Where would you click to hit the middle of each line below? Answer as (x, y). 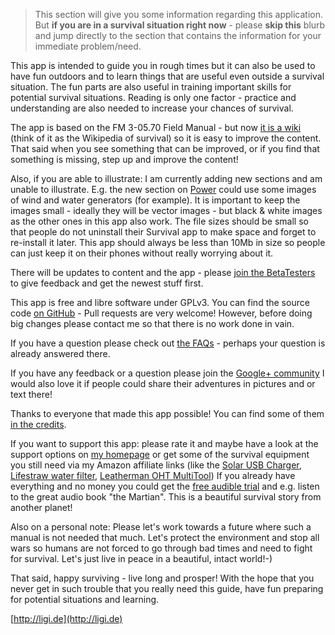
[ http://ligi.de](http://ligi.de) (66, 618)
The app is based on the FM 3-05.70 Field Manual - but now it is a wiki (156, 127)
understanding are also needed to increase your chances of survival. (152, 108)
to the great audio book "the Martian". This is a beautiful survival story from (166, 497)
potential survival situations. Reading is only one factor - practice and (153, 97)
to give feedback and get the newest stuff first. (107, 283)
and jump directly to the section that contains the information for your (178, 35)
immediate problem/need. (88, 46)
